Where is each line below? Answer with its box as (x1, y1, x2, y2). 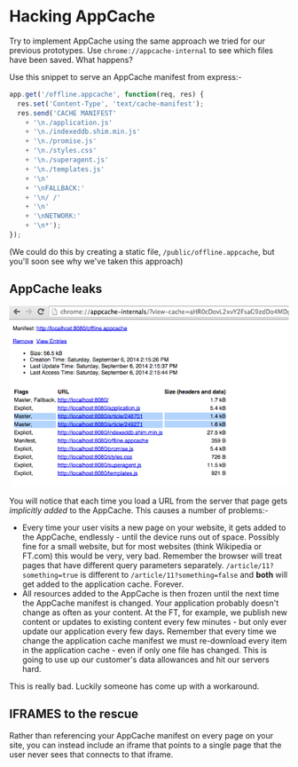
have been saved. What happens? (9, 54, 133, 65)
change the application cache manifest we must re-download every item (21, 635, 287, 645)
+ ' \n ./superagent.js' (25, 155, 109, 165)
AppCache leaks (9, 281, 103, 297)
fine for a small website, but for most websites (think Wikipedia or (21, 541, 263, 551)
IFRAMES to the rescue (9, 707, 139, 722)
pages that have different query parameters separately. (21, 559, 224, 570)
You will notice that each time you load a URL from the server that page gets (9, 495, 288, 506)
